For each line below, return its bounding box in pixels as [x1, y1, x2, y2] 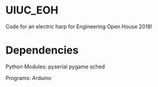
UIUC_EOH [5, 4, 59, 17]
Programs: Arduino [5, 74, 51, 81]
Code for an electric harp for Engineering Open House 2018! [5, 23, 153, 30]
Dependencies [5, 43, 79, 57]
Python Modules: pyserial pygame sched [5, 63, 105, 70]
